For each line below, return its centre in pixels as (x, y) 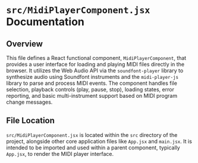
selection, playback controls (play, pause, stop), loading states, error (90, 90)
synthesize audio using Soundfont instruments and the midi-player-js (92, 77)
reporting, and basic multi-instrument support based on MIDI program (92, 96)
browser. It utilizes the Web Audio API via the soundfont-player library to (95, 71)
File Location (31, 121)
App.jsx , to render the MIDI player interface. (60, 154)
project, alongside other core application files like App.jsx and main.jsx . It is (99, 141)
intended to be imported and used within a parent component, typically (93, 148)
